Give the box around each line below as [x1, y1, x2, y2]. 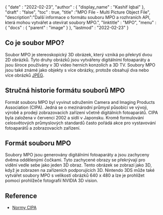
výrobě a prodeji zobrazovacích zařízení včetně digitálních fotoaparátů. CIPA [5, 109, 158, 116]
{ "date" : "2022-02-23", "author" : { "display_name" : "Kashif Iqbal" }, [5, 4, 145, 10]
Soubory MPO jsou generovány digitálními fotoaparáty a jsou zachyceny [5, 152, 149, 158]
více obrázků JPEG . [5, 72, 45, 78]
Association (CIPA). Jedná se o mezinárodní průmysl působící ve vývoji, [5, 104, 148, 110]
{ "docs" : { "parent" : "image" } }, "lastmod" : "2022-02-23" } [5, 25, 129, 31]
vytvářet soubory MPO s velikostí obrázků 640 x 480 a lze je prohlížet [5, 172, 145, 179]
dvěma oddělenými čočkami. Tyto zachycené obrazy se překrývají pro [5, 157, 146, 163]
